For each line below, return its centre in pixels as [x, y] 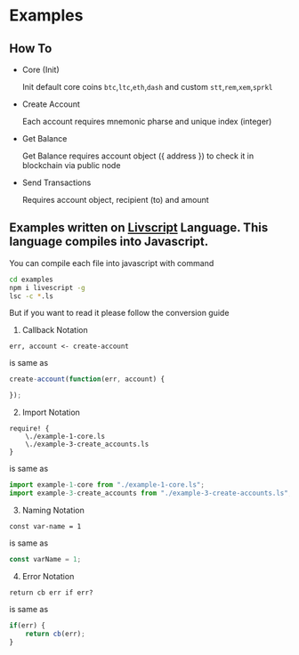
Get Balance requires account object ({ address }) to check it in [138, 156]
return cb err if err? [51, 593]
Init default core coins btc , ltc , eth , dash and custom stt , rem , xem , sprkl [147, 87]
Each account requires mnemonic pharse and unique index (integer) [147, 121]
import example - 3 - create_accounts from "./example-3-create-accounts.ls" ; [151, 493]
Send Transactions [57, 182]
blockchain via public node [71, 165]
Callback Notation [55, 330]
